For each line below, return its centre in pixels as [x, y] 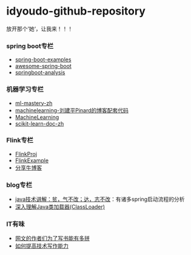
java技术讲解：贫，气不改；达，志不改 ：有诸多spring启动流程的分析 [100, 199]
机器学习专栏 [25, 89]
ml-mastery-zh [34, 103]
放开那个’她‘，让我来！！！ [40, 29]
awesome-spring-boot [43, 66]
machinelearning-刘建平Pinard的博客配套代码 [72, 110]
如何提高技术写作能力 [42, 246]
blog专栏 [19, 185]
